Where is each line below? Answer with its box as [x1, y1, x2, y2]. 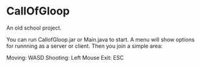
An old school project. [6, 24, 62, 31]
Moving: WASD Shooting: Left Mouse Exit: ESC [6, 54, 124, 61]
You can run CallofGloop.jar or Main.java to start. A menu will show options [6, 36, 195, 43]
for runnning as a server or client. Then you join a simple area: [6, 42, 163, 49]
